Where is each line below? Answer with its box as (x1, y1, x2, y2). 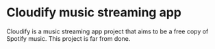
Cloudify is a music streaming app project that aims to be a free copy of (6, 27, 209, 35)
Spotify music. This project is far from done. (6, 34, 131, 42)
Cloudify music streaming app (6, 5, 182, 20)
